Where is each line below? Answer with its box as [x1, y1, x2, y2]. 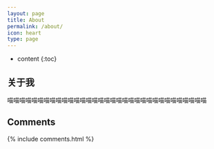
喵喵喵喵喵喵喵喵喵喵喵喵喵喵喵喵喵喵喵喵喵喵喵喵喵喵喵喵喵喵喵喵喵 [7, 96, 207, 104]
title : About [7, 17, 45, 23]
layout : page [7, 10, 45, 17]
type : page [7, 36, 39, 43]
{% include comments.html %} [7, 135, 95, 143]
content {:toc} [17, 54, 57, 63]
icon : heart [7, 29, 41, 37]
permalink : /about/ [7, 23, 64, 30]
